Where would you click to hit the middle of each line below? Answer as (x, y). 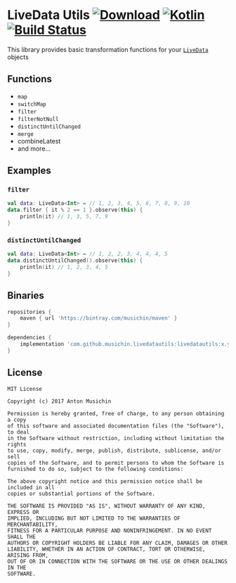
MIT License (25, 389)
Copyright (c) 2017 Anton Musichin (59, 401)
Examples (29, 171)
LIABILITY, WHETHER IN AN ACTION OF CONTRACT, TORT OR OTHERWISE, (106, 549)
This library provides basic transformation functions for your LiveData (108, 49)
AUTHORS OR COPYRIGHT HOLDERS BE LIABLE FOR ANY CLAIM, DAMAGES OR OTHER (118, 543)
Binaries (26, 296)
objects (18, 57)
